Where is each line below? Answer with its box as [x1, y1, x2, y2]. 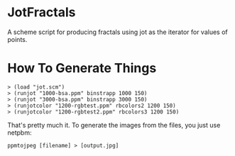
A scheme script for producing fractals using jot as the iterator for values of [7, 28, 229, 36]
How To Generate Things [7, 60, 157, 77]
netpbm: [7, 128, 32, 137]
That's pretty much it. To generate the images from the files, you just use [7, 121, 221, 129]
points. [7, 35, 28, 43]
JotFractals [7, 4, 76, 21]
